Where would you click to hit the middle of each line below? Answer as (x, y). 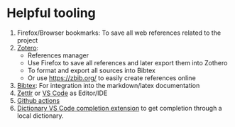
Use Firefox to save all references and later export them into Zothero (127, 62)
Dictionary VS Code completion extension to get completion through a (119, 108)
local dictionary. (40, 116)
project (27, 40)
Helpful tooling (51, 13)
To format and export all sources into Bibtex (91, 70)
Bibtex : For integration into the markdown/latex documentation (108, 85)
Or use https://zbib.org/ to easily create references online (111, 78)
